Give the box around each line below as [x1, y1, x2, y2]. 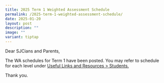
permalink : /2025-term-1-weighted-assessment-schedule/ [5, 12, 123, 17]
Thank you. [5, 72, 28, 78]
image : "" [5, 30, 26, 35]
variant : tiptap [5, 35, 39, 40]
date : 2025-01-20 [5, 16, 41, 21]
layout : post [5, 21, 32, 26]
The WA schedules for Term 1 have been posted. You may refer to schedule [5, 57, 160, 63]
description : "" [5, 26, 39, 30]
